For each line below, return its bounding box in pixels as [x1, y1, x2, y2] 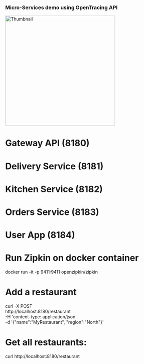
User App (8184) [5, 229, 75, 241]
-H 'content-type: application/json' [5, 314, 77, 320]
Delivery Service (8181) [5, 160, 104, 172]
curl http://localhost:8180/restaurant [5, 353, 80, 359]
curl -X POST [5, 303, 33, 309]
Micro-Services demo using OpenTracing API [5, 4, 118, 11]
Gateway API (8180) [5, 138, 90, 149]
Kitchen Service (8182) [5, 183, 103, 195]
